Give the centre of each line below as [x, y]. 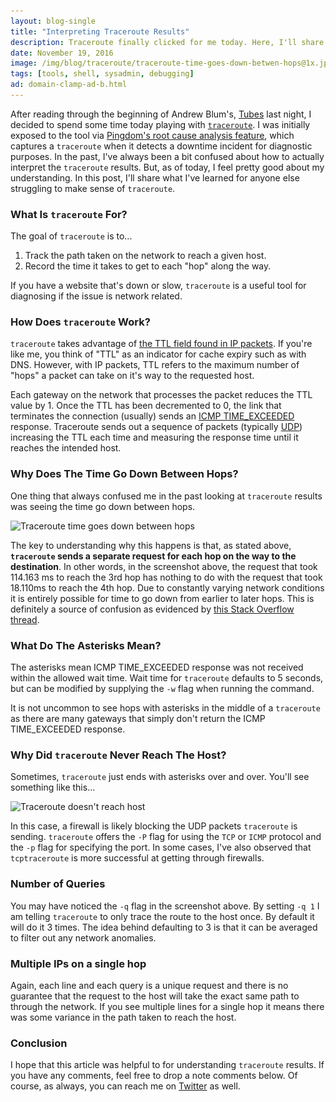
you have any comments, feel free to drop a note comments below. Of [154, 1076]
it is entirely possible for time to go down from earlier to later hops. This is [162, 598]
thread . [25, 619]
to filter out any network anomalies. [83, 937]
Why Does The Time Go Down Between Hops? [124, 474]
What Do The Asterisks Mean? [86, 645]
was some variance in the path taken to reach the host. [123, 1017]
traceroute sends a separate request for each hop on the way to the [153, 556]
